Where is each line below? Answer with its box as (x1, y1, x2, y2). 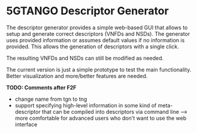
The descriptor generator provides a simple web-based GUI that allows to (6, 24, 188, 31)
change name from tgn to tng (14, 95, 87, 103)
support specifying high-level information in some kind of (14, 101, 157, 109)
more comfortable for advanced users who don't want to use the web (14, 115, 187, 122)
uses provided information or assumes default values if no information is (6, 36, 185, 44)
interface (14, 120, 38, 128)
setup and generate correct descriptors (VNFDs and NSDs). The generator (6, 30, 190, 37)
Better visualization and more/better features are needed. (6, 72, 148, 79)
